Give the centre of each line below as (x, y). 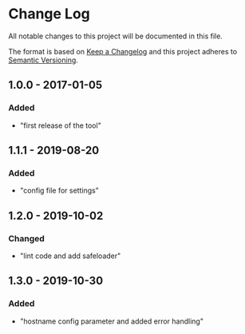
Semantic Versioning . (43, 60)
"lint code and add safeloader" (70, 256)
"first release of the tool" (60, 125)
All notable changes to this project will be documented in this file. (116, 36)
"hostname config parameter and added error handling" (111, 321)
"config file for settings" (59, 191)
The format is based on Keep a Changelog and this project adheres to (123, 51)
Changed (27, 238)
